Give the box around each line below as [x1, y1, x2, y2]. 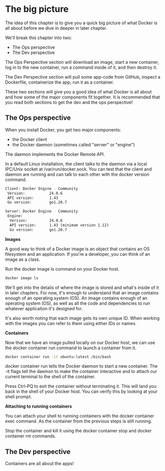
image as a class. [5, 256, 40, 262]
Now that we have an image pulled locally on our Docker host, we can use [5, 339, 155, 345]
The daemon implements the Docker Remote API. [5, 151, 105, 157]
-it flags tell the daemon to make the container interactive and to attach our [5, 369, 158, 375]
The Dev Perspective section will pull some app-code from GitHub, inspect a [5, 74, 161, 80]
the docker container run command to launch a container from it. [5, 345, 136, 351]
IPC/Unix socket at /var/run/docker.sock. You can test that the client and [5, 166, 152, 172]
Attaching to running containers [5, 403, 72, 409]
